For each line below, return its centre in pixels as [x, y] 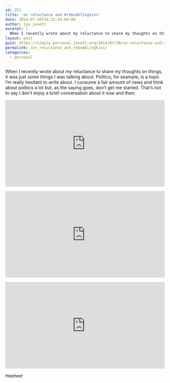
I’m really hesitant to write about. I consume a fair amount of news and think [84, 82]
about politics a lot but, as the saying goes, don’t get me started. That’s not [83, 88]
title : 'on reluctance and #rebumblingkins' [53, 15]
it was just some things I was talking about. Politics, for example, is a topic [82, 77]
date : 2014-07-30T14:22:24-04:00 [40, 19]
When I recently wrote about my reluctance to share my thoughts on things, [84, 72]
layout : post [19, 39]
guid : [11, 43]
